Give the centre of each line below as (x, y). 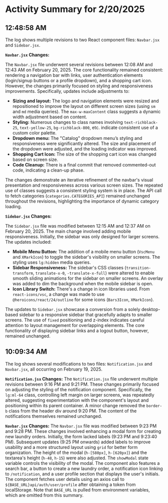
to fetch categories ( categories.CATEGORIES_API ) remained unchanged (78, 196)
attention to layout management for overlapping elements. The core (75, 325)
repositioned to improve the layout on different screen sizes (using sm (84, 106)
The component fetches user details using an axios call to (65, 479)
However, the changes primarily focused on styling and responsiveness (79, 86)
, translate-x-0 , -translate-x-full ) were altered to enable (94, 273)
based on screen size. (35, 159)
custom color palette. (34, 133)
